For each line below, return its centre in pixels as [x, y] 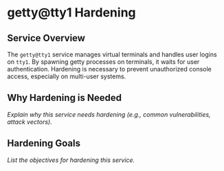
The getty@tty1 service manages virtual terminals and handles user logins [112, 54]
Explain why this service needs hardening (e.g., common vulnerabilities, [109, 114]
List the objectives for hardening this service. [71, 160]
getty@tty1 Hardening [71, 13]
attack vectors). [30, 122]
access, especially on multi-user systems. [67, 76]
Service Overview [46, 38]
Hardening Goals [44, 143]
